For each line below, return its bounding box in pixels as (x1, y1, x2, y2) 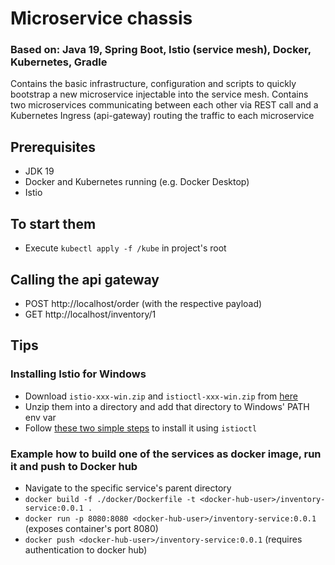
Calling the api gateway (10, 271, 160, 288)
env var (24, 411, 57, 423)
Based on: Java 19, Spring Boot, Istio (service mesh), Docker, (10, 43, 312, 57)
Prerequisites (10, 138, 96, 156)
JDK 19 (24, 165, 55, 177)
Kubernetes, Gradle (10, 55, 108, 69)
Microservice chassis (10, 7, 193, 30)
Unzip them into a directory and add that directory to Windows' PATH (24, 400, 310, 412)
